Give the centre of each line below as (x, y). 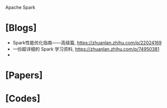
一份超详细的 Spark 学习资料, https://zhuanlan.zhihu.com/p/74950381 (86, 49)
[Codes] (23, 99)
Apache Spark (20, 7)
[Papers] (24, 75)
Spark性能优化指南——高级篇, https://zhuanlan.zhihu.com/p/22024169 (87, 42)
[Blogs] (21, 28)
